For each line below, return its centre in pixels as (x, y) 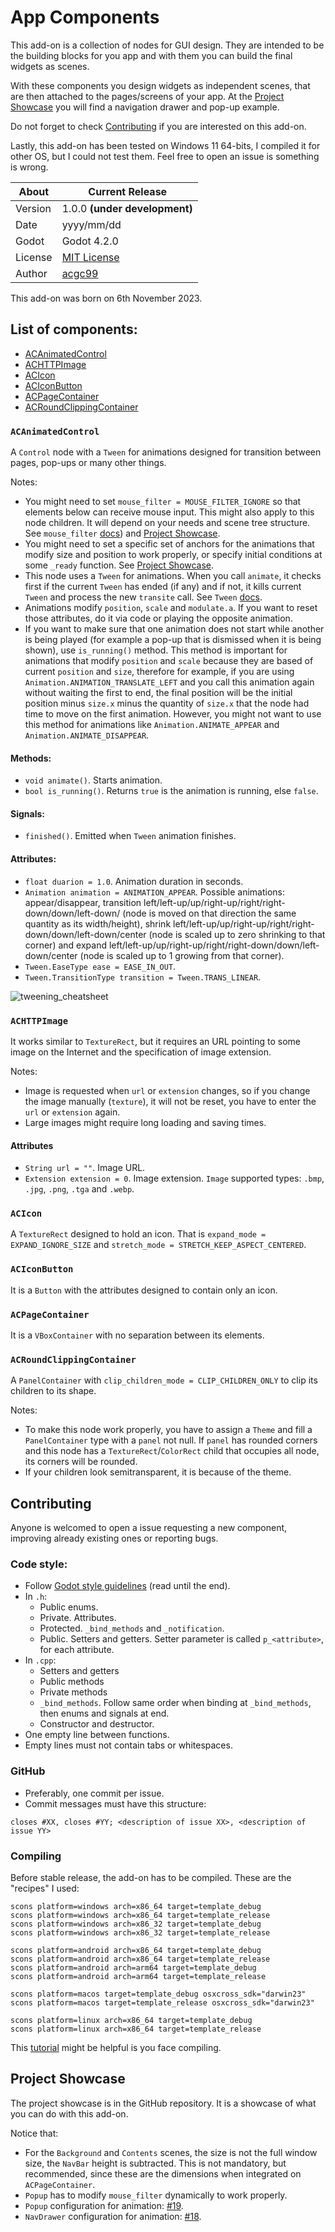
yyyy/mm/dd (91, 224)
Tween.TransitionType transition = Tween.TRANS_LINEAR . (143, 977)
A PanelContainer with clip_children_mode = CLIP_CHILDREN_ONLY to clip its (164, 1380)
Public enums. (69, 1607)
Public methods (72, 1682)
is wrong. (29, 167)
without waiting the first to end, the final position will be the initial (158, 693)
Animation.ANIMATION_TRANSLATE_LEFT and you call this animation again (169, 682)
